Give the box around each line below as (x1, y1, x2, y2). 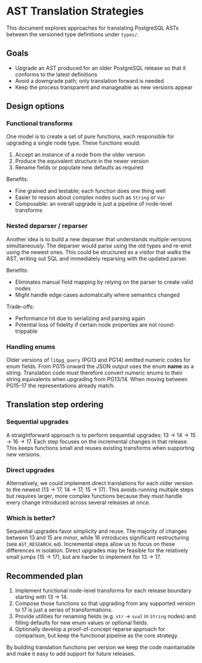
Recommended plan (6, 570, 83, 581)
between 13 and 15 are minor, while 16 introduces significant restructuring (6, 534, 189, 541)
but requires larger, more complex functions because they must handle (6, 492, 183, 500)
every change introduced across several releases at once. (6, 499, 151, 506)
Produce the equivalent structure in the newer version (14, 157, 149, 165)
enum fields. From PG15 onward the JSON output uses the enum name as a (6, 363, 194, 370)
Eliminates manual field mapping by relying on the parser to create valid (14, 278, 194, 286)
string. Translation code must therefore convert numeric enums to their (6, 369, 183, 376)
